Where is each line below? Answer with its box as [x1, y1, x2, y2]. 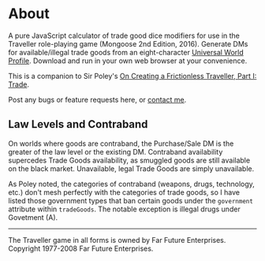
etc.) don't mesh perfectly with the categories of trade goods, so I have [8, 187, 241, 197]
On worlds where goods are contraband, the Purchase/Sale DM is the [8, 139, 234, 148]
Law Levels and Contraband [8, 117, 148, 131]
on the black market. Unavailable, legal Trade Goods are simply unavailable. [8, 163, 255, 173]
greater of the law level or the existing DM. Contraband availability [8, 147, 223, 156]
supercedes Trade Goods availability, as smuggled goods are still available [8, 155, 251, 165]
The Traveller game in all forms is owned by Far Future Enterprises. [8, 235, 226, 244]
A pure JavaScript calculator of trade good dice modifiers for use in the [8, 31, 241, 40]
